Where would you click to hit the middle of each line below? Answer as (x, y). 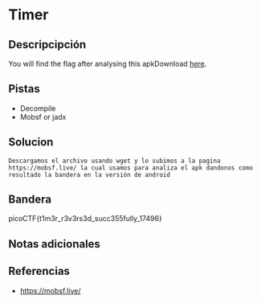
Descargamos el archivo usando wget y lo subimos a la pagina (114, 161)
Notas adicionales (54, 244)
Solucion (31, 142)
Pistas (24, 89)
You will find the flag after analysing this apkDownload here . (108, 63)
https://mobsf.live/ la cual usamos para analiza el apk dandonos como (130, 168)
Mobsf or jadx (43, 117)
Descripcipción (47, 45)
